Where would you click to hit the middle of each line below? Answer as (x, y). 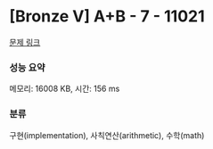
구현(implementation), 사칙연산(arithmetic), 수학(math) (107, 135)
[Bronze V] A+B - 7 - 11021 (107, 17)
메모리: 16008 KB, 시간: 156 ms (65, 89)
